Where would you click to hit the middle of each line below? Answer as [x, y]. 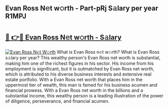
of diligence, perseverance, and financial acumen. [57, 101]
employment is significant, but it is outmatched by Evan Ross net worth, [80, 69]
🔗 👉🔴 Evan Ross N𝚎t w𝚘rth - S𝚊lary [64, 37]
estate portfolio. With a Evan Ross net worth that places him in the [74, 80]
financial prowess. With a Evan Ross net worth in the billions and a [74, 90]
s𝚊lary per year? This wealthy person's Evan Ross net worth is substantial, [83, 58]
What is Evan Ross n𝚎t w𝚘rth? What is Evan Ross [108, 52]
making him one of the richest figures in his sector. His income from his [79, 63]
